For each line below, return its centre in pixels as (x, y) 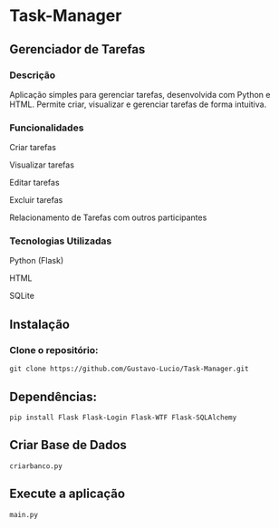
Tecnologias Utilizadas (61, 241)
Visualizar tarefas (42, 165)
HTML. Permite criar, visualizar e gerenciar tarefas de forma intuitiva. (138, 104)
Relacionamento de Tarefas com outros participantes (108, 217)
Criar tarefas (33, 148)
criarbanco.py (36, 466)
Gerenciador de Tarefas (77, 49)
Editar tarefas (35, 183)
